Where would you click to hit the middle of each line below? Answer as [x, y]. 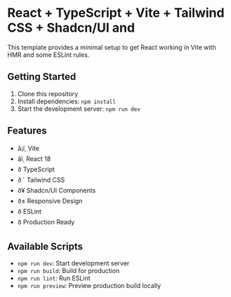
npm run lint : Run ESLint [54, 278]
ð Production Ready [46, 222]
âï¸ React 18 [34, 159]
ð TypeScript [36, 169]
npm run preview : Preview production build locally [89, 286]
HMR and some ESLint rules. [48, 55]
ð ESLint [29, 211]
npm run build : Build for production [68, 271]
